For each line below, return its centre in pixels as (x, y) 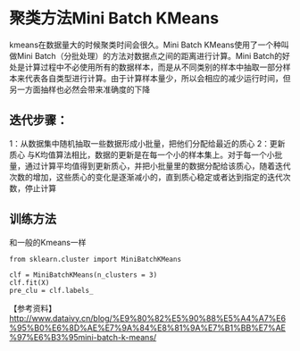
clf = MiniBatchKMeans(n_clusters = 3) (83, 275)
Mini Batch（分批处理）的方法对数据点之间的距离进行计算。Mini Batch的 (150, 55)
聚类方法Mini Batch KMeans (114, 18)
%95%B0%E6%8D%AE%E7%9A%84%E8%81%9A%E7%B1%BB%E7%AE (147, 328)
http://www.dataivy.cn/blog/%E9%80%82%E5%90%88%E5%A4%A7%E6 (148, 318)
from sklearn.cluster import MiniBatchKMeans (95, 259)
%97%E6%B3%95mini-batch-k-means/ (83, 337)
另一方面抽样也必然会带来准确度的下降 (79, 89)
